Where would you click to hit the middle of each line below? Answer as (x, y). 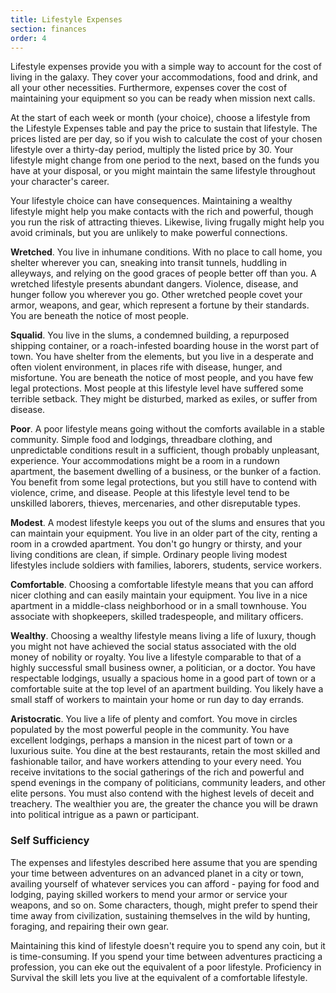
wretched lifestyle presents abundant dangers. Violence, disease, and (154, 284)
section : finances (48, 29)
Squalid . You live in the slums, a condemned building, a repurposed (150, 335)
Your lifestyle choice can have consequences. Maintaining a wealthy (151, 201)
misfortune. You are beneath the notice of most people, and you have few (162, 378)
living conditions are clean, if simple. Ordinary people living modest (149, 555)
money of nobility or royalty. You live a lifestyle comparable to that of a (156, 657)
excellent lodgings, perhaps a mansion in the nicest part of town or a (151, 740)
